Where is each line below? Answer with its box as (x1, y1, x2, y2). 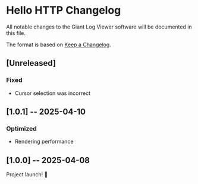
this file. (6, 29, 26, 36)
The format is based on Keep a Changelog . (6, 41, 111, 48)
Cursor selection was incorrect (14, 90, 91, 97)
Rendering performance (14, 138, 74, 145)
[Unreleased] (6, 58, 56, 68)
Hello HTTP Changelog (6, 4, 121, 17)
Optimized (6, 124, 37, 132)
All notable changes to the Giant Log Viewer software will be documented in (6, 23, 192, 30)
